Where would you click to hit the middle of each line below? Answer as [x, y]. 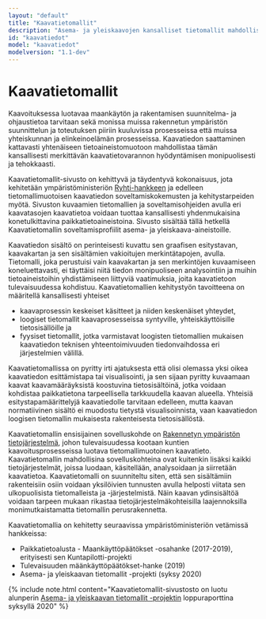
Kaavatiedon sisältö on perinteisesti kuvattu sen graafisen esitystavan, [123, 245]
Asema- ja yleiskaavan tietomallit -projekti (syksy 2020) [110, 574]
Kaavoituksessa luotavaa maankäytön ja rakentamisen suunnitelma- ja [123, 113]
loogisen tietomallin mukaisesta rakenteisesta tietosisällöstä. [106, 418]
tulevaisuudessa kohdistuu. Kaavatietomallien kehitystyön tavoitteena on [127, 287]
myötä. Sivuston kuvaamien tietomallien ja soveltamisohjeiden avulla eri [125, 204]
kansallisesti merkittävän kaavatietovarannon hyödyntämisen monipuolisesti [132, 155]
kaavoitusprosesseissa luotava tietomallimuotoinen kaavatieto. [110, 450]
